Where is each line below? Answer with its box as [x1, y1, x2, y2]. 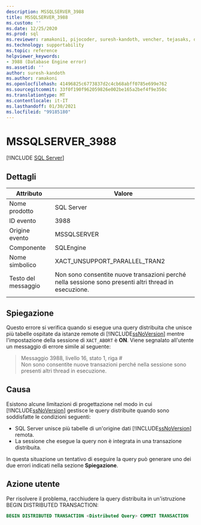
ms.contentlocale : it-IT [6, 97, 68, 103]
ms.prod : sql [6, 31, 39, 37]
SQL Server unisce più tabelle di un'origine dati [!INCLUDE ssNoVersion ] [14, 425, 192, 432]
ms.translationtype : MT [6, 92, 66, 98]
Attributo [16, 190, 42, 198]
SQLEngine [54, 243, 87, 252]
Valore [114, 190, 133, 198]
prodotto [9, 207, 34, 215]
